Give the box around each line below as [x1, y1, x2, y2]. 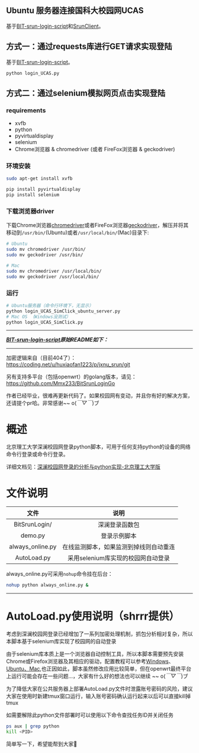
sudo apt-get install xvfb [6, 176, 73, 182]
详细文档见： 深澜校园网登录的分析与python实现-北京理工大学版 [6, 463, 161, 470]
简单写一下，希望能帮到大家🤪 [6, 740, 78, 747]
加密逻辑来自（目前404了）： [6, 355, 76, 362]
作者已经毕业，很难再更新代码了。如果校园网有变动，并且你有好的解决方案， [6, 392, 193, 399]
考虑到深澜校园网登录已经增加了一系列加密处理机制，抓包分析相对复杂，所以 [6, 630, 193, 637]
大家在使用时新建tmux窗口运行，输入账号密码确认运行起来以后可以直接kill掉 [6, 693, 191, 700]
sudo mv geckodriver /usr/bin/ [6, 252, 84, 258]
